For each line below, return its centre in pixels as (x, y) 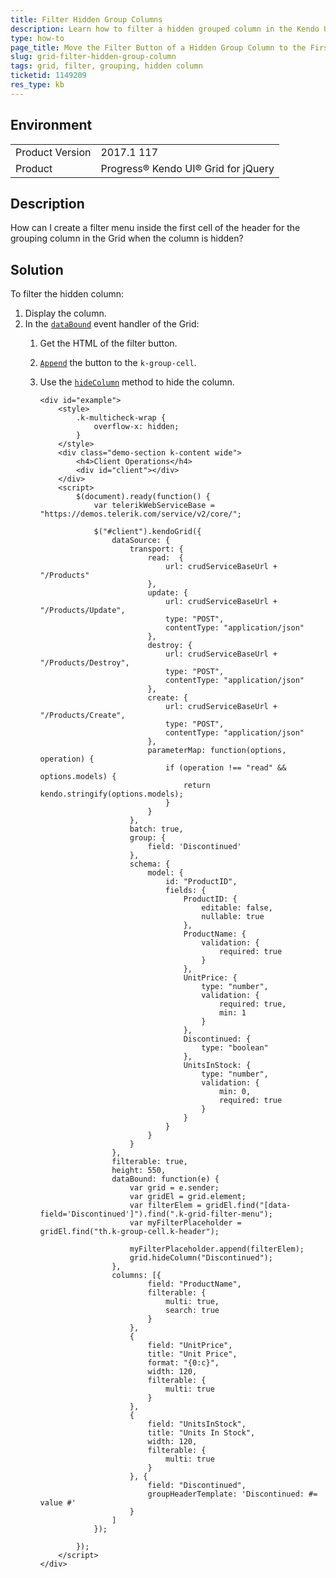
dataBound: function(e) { (165, 1179)
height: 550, (139, 1171)
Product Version (53, 152)
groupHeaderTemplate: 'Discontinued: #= (232, 1494)
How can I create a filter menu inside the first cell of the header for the (155, 228)
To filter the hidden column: (67, 294)
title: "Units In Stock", (201, 1433)
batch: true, (156, 829)
